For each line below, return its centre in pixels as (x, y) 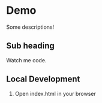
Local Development (43, 79)
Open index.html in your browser (55, 93)
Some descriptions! (30, 27)
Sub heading (31, 46)
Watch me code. (26, 60)
